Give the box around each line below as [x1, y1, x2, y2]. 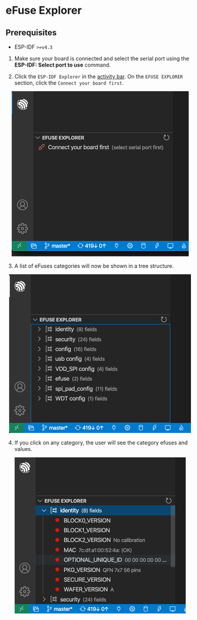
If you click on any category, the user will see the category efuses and [14, 439, 188, 446]
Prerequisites [5, 28, 57, 38]
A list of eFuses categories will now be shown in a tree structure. [14, 262, 174, 270]
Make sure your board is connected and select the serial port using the [14, 55, 190, 62]
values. [14, 446, 32, 452]
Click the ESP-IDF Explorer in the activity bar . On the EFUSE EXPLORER [14, 73, 183, 80]
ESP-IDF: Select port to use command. [14, 61, 111, 68]
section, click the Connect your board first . [14, 79, 124, 86]
